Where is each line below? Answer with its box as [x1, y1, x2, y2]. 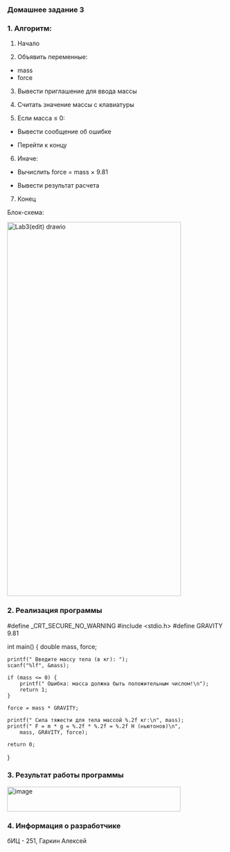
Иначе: [17, 154, 38, 163]
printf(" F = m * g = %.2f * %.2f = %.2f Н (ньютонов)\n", [7, 723, 182, 730]
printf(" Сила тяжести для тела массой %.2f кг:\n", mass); [7, 716, 185, 723]
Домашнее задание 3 [7, 5, 85, 15]
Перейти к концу [17, 141, 67, 149]
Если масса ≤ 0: [17, 114, 66, 122]
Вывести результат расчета [17, 181, 100, 190]
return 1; [19, 686, 48, 693]
